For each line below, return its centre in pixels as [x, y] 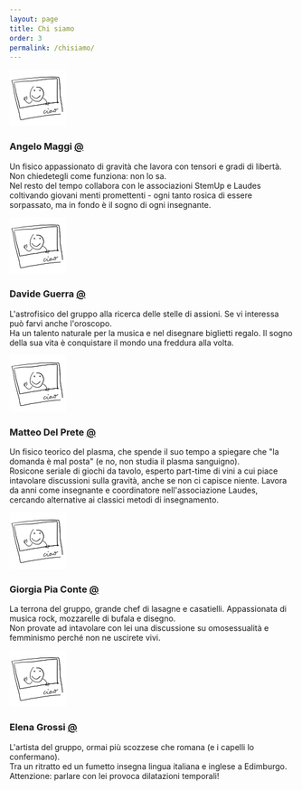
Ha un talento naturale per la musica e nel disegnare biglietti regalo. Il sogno [151, 333]
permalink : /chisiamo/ [52, 48]
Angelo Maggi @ [47, 146]
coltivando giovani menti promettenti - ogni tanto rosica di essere [131, 195]
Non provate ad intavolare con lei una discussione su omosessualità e [139, 628]
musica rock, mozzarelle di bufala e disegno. [93, 618]
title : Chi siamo [42, 28]
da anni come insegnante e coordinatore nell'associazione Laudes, [134, 490]
